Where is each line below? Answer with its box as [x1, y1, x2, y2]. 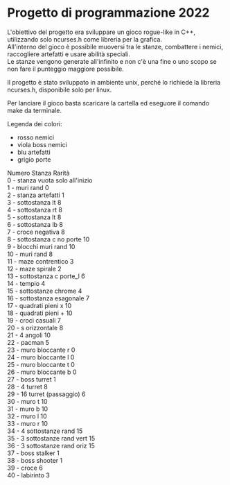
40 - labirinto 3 [7, 470, 50, 479]
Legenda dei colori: [7, 119, 62, 128]
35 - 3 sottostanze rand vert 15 [7, 434, 96, 442]
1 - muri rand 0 [7, 183, 50, 192]
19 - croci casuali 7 [7, 316, 61, 324]
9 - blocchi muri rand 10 [7, 242, 76, 250]
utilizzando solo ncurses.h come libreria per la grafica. [7, 35, 163, 43]
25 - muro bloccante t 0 [7, 360, 75, 368]
